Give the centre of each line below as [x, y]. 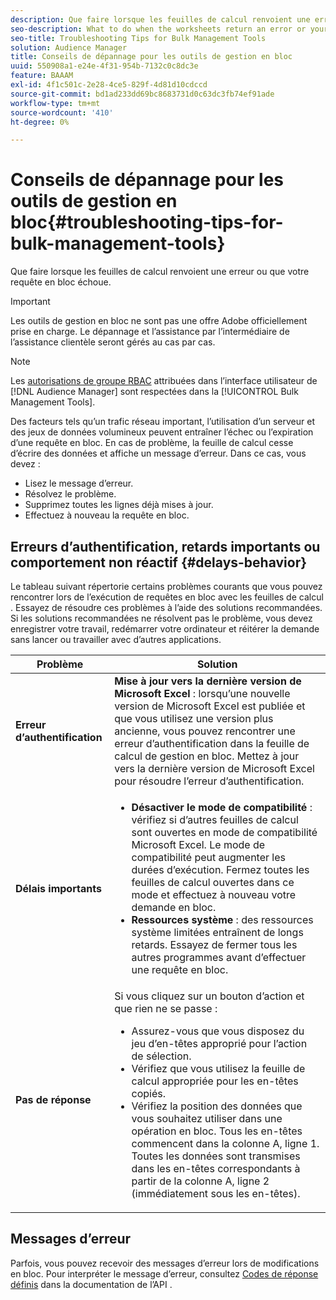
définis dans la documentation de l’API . [91, 1284]
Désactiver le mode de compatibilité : [222, 807]
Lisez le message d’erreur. [79, 483]
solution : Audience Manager [69, 47]
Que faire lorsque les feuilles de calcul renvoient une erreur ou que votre [160, 272]
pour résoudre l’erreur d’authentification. [209, 781]
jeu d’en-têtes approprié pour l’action [219, 1043]
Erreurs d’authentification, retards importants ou [165, 546]
